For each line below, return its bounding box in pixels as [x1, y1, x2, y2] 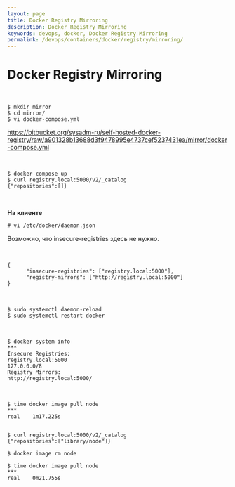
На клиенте [7, 209, 43, 217]
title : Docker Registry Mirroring [7, 17, 109, 24]
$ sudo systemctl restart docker [7, 312, 105, 320]
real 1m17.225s [7, 413, 61, 420]
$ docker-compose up [7, 170, 68, 178]
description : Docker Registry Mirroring [7, 23, 128, 30]
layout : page [7, 10, 46, 18]
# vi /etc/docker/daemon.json [7, 222, 96, 229]
